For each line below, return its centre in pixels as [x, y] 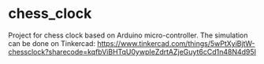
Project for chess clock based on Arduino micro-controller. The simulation [128, 35]
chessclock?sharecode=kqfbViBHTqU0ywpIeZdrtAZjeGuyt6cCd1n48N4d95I [132, 52]
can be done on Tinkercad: [52, 43]
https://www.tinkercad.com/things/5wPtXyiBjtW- [176, 43]
